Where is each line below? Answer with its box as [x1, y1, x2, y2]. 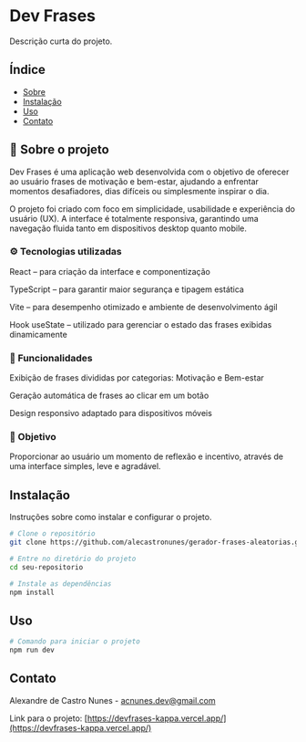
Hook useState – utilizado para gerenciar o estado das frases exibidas [9, 319, 272, 329]
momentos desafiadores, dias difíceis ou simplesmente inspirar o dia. [9, 185, 270, 196]
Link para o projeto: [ [9, 713, 88, 724]
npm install [9, 588, 55, 597]
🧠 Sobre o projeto [9, 142, 109, 158]
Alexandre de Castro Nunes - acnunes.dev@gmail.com [9, 695, 216, 705]
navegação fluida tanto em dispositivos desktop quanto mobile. [9, 223, 248, 234]
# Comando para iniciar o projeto [9, 637, 141, 646]
